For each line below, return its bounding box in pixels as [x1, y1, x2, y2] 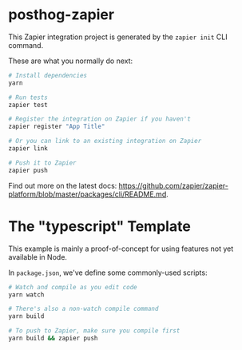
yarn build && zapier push [8, 334, 98, 342]
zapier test [8, 101, 48, 109]
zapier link [8, 145, 48, 153]
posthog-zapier [8, 6, 114, 24]
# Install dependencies [8, 71, 88, 79]
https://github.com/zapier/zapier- [118, 181, 229, 190]
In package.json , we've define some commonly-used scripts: [8, 268, 208, 277]
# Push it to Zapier [8, 158, 77, 167]
